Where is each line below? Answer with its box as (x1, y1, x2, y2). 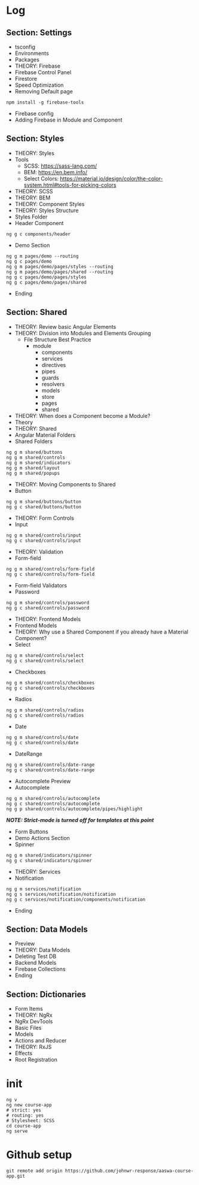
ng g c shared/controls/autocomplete (6, 801, 100, 807)
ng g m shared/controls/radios (6, 707, 84, 713)
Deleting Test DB (14, 953, 57, 960)
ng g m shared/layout (6, 465, 60, 471)
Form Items (14, 1005, 43, 1013)
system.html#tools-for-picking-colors (23, 181, 117, 189)
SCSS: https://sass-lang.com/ (23, 162, 97, 169)
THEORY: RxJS (14, 1043, 52, 1051)
